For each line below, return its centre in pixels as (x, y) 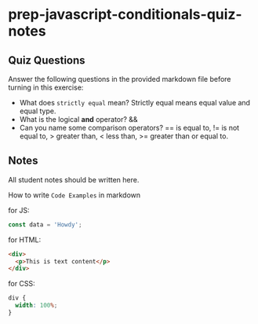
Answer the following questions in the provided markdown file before (120, 79)
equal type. (38, 111)
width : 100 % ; (36, 306)
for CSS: (22, 284)
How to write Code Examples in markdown (74, 195)
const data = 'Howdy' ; (45, 225)
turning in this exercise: (46, 87)
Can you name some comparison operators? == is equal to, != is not (129, 128)
